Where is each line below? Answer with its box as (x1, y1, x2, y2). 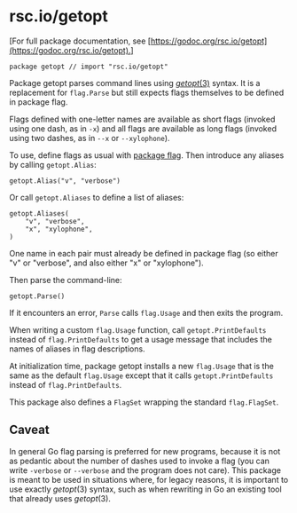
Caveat (9, 422, 51, 438)
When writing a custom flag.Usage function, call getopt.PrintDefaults (9, 324, 267, 335)
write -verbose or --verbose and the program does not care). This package (9, 464, 282, 476)
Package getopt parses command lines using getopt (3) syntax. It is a (9, 77, 261, 88)
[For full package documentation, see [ (9, 36, 152, 46)
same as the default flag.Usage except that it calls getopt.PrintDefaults (9, 370, 274, 381)
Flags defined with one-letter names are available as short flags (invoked (9, 114, 276, 124)
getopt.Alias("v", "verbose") (9, 176, 121, 185)
